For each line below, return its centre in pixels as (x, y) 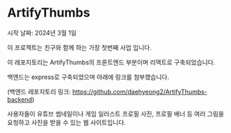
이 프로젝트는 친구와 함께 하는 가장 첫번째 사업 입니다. (79, 47)
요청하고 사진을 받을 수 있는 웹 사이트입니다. (67, 122)
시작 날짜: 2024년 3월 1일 (42, 33)
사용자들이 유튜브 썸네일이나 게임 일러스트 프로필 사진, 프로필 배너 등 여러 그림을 (116, 114)
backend (20, 99)
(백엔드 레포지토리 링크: (39, 91)
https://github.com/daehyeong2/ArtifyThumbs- (140, 91)
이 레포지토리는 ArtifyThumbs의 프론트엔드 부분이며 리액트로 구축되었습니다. (111, 62)
